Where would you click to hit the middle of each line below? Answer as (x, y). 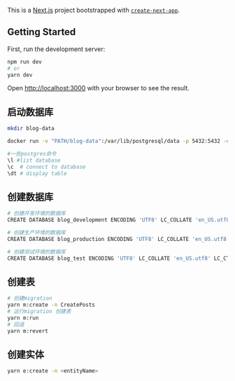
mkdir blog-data (31, 129)
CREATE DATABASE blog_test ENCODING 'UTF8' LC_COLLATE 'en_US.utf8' (109, 258)
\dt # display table (37, 173)
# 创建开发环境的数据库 (37, 214)
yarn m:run (23, 318)
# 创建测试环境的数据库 (37, 251)
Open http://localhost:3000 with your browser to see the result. (99, 88)
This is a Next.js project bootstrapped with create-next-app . (94, 10)
